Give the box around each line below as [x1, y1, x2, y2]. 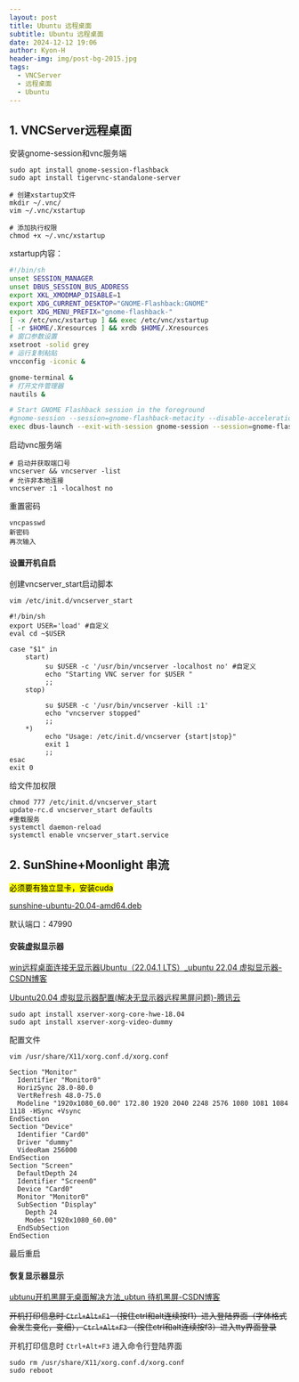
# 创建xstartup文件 [9, 191, 77, 200]
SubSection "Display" [17, 1200, 98, 1209]
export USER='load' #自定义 [9, 622, 109, 630]
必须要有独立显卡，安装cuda [9, 882, 114, 893]
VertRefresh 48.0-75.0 [17, 1092, 101, 1101]
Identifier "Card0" [17, 1130, 90, 1140]
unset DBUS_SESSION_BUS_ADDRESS [9, 282, 129, 292]
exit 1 [44, 740, 69, 749]
